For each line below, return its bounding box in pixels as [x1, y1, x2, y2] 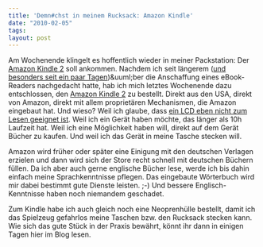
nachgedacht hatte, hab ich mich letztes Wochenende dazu [37, 81, 232, 91]
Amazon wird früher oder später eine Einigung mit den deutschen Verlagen [8, 147, 254, 156]
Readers [8, 81, 36, 91]
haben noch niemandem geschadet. [46, 189, 164, 199]
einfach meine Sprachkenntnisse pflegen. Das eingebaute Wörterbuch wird [8, 172, 255, 182]
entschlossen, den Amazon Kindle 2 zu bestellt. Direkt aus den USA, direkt [8, 89, 253, 99]
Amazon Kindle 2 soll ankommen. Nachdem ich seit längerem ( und [8, 64, 226, 74]
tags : [8, 26, 26, 34]
